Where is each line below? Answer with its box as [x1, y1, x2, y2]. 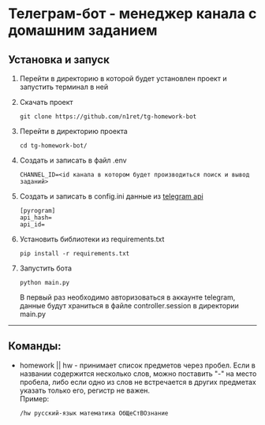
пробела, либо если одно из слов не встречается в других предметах [19, 377, 256, 386]
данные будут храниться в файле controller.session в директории [19, 301, 239, 310]
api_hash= [19, 214, 53, 222]
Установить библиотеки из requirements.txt [19, 234, 165, 244]
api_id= [19, 221, 45, 229]
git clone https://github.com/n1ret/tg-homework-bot [19, 113, 197, 121]
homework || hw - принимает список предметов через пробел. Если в [19, 360, 256, 370]
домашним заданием [8, 21, 158, 39]
